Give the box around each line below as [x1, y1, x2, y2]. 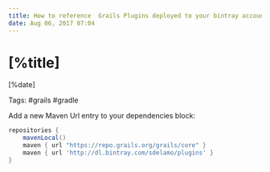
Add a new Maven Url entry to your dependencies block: [8, 111, 195, 121]
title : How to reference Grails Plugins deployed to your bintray [8, 11, 239, 20]
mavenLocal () [22, 134, 67, 142]
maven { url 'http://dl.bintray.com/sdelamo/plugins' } [22, 149, 215, 157]
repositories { [8, 126, 59, 134]
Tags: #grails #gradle [8, 95, 79, 105]
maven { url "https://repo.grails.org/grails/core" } [22, 142, 207, 150]
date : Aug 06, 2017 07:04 [8, 19, 95, 27]
